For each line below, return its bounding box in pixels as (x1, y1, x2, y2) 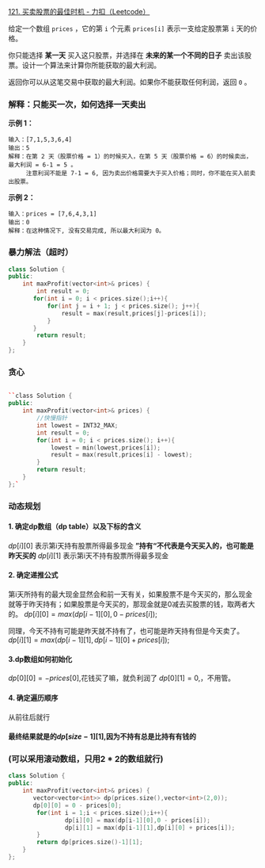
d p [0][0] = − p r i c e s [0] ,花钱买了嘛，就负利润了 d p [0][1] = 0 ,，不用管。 (8, 673, 236, 683)
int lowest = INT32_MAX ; (36, 421, 119, 430)
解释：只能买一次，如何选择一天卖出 (8, 98, 146, 109)
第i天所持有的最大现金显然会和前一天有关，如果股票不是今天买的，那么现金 (8, 590, 253, 599)
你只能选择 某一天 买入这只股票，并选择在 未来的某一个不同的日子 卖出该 (8, 51, 245, 59)
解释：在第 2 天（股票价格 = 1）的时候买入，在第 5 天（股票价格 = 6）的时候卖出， (8, 153, 252, 161)
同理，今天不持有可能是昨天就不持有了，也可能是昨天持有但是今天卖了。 (8, 626, 244, 636)
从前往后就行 (8, 712, 50, 721)
